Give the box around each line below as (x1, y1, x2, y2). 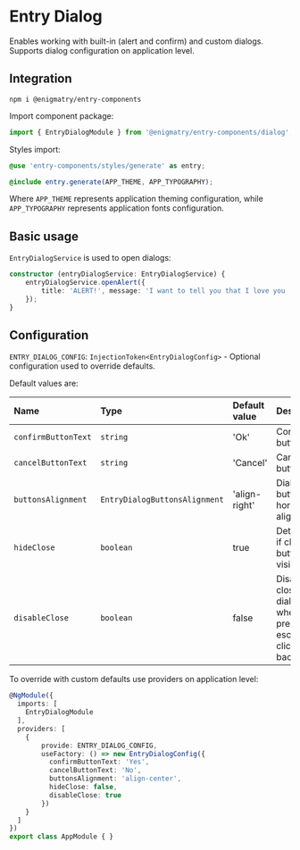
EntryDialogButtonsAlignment (100, 495, 225, 505)
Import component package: (9, 110, 114, 121)
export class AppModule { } (9, 832, 114, 841)
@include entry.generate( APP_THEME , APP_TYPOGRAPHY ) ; (9, 177, 214, 187)
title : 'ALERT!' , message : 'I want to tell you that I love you (41, 286, 286, 296)
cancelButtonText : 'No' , (48, 766, 142, 775)
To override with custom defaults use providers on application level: (9, 674, 259, 685)
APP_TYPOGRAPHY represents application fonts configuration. (9, 203, 225, 213)
